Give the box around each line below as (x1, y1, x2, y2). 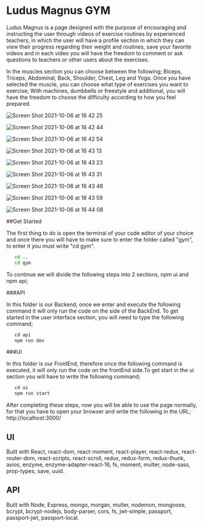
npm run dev (14, 338, 45, 344)
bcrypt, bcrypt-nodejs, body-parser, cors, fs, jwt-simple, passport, (6, 508, 173, 515)
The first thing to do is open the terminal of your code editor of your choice (6, 229, 194, 237)
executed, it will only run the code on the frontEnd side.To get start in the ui (6, 367, 194, 374)
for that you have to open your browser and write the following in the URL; (6, 408, 191, 415)
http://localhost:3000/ (6, 414, 62, 422)
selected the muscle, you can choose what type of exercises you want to (6, 80, 189, 88)
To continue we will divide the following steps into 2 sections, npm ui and (6, 271, 189, 278)
